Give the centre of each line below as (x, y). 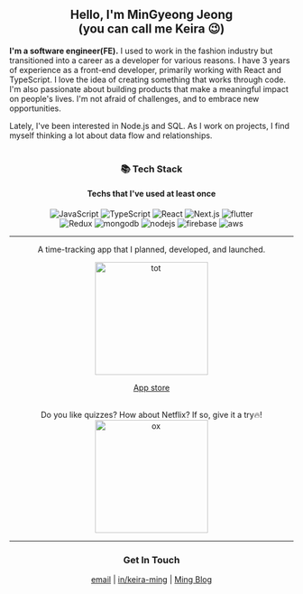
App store (151, 387)
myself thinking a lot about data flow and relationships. (111, 135)
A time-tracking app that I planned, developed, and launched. (151, 249)
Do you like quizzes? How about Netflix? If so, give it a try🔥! (151, 414)
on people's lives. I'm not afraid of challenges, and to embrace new (134, 98)
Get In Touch (151, 560)
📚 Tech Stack (151, 169)
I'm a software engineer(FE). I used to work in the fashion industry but (141, 51)
